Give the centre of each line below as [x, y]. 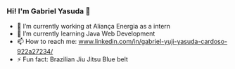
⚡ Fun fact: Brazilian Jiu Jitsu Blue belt [72, 59]
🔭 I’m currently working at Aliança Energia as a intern [93, 26]
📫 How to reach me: [47, 42]
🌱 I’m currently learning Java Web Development [86, 33]
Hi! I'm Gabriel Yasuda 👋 [49, 11]
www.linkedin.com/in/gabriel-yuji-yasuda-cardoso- [153, 42]
